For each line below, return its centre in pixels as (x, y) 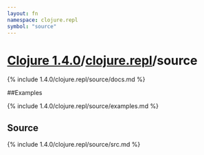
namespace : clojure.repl (43, 20)
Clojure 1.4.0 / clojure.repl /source (102, 60)
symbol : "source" (32, 26)
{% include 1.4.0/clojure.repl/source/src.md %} (74, 145)
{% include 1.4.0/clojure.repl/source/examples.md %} (83, 106)
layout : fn (23, 13)
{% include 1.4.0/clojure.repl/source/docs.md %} (76, 79)
